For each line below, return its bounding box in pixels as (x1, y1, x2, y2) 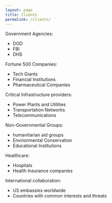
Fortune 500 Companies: (5, 61, 57, 67)
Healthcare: (5, 153, 30, 159)
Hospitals (12, 162, 33, 168)
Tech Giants (12, 71, 38, 77)
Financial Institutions (12, 77, 56, 83)
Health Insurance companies (12, 168, 73, 174)
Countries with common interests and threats (12, 193, 107, 199)
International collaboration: (5, 178, 61, 184)
